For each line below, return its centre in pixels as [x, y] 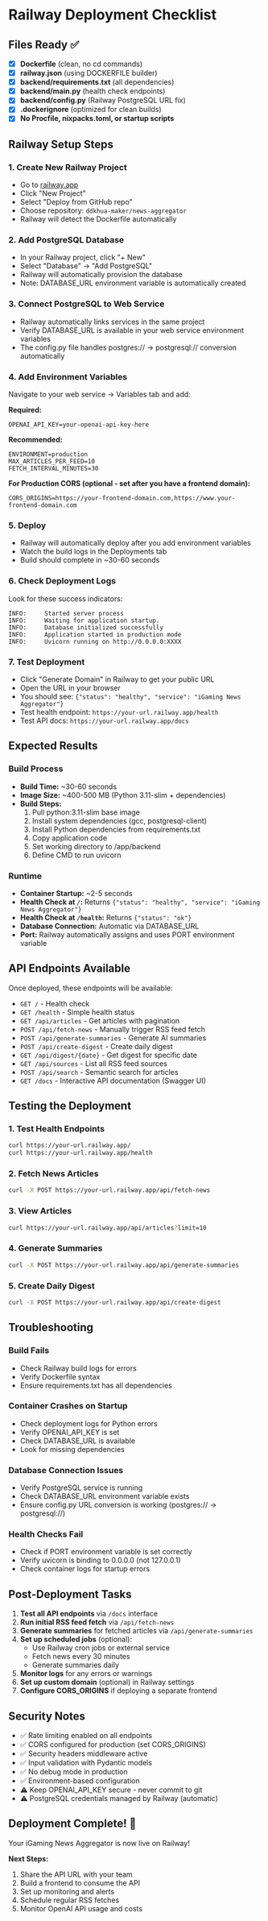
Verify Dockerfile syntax [60, 1376]
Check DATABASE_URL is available [77, 1441]
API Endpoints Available [70, 969]
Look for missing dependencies [72, 1449]
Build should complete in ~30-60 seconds [90, 560]
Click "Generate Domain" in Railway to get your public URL [117, 679]
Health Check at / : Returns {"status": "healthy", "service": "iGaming [140, 902]
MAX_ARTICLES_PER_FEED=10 [52, 462]
